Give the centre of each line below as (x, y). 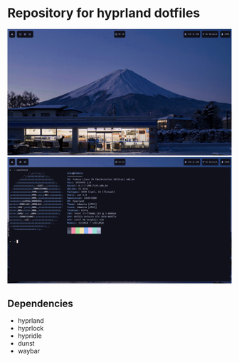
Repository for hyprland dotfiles (104, 13)
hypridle (30, 336)
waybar (29, 351)
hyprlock (31, 328)
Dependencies (40, 303)
